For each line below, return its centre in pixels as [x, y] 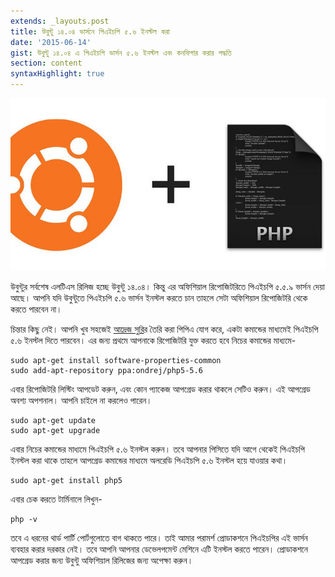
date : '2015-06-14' [51, 42]
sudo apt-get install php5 [66, 480]
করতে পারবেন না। [36, 309]
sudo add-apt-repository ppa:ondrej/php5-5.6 [106, 370]
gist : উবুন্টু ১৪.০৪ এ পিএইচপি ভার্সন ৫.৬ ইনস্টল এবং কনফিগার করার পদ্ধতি [121, 53]
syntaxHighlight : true [57, 74]
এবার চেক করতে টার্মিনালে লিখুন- [56, 499]
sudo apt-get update [53, 420]
